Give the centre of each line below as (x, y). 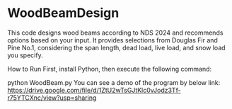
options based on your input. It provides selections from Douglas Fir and (112, 40)
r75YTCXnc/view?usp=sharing (52, 98)
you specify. (25, 55)
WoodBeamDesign (63, 13)
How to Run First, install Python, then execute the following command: (110, 69)
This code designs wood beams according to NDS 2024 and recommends (115, 33)
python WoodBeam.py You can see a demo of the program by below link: (114, 82)
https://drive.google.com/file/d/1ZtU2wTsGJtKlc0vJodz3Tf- (94, 90)
